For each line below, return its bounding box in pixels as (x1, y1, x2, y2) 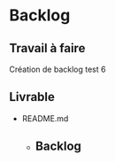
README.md (21, 112, 69, 124)
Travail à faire (9, 41, 86, 56)
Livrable (9, 89, 56, 104)
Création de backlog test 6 (9, 64, 106, 74)
